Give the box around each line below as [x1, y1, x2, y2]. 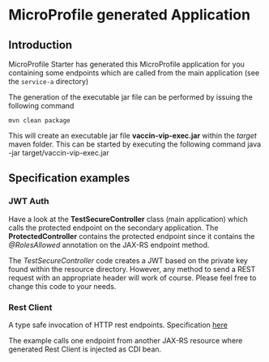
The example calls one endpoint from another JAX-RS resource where [8, 335, 243, 345]
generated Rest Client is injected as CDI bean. [8, 344, 162, 354]
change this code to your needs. [8, 281, 117, 291]
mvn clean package [8, 117, 70, 125]
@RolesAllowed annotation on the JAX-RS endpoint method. [8, 240, 210, 249]
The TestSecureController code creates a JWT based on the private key [8, 255, 249, 265]
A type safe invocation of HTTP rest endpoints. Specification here [8, 320, 228, 330]
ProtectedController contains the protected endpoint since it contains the [8, 231, 255, 241]
